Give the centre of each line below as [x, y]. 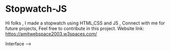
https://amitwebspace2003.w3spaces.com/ [51, 34]
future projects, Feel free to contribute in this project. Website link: [75, 28]
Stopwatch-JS [36, 9]
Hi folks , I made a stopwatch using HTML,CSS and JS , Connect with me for [85, 23]
